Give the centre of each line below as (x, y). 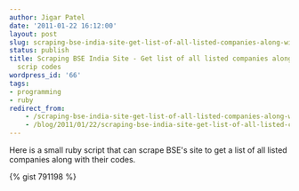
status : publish (39, 51)
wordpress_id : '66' (45, 76)
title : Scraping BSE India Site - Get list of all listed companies (139, 59)
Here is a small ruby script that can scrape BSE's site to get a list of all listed (148, 150)
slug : (19, 42)
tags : (19, 84)
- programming (36, 92)
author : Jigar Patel (48, 17)
